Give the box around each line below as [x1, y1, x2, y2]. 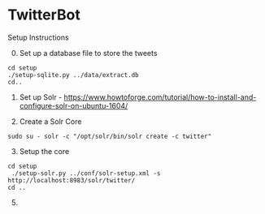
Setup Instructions [7, 32, 70, 42]
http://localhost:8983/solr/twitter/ [7, 176, 136, 184]
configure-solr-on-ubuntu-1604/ [19, 101, 128, 110]
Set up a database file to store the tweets [19, 48, 158, 58]
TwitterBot [7, 6, 80, 24]
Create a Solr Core [19, 116, 82, 126]
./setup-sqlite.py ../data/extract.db [7, 71, 139, 79]
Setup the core [19, 146, 70, 156]
